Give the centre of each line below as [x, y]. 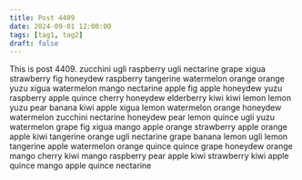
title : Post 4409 [42, 18]
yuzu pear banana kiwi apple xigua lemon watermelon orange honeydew [146, 108]
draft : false [34, 43]
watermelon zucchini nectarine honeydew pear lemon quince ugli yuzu [142, 117]
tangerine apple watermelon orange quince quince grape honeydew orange [151, 146]
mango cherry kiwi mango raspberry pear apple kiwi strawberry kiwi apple [149, 156]
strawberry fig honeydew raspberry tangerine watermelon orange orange [147, 79]
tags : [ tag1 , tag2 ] [46, 35]
